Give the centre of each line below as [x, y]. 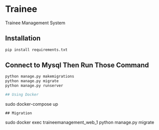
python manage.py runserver [34, 86]
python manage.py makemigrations [40, 77]
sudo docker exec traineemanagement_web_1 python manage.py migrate [80, 122]
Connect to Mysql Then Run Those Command [77, 65]
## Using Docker [22, 95]
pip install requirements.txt [37, 50]
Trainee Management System [35, 23]
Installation [23, 38]
